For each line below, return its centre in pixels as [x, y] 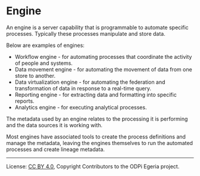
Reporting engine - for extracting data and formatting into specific [96, 95]
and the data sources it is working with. [54, 125]
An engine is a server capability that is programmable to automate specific [97, 27]
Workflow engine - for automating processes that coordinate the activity [103, 56]
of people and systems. [44, 63]
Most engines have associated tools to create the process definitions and [96, 136]
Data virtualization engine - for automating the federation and [90, 82]
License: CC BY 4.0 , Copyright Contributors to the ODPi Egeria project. [93, 166]
